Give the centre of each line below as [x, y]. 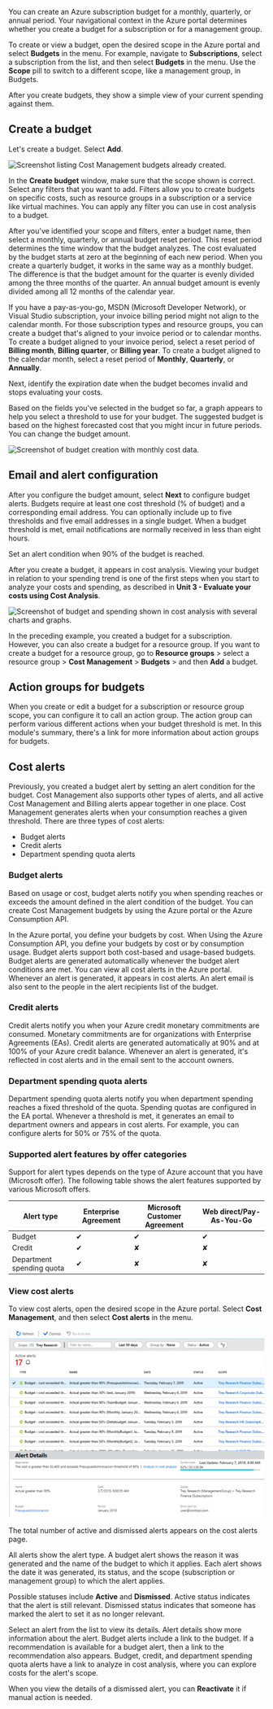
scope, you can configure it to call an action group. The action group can [130, 715]
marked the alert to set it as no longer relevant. [87, 1614]
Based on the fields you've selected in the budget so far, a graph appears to [136, 408]
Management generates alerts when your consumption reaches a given [128, 812]
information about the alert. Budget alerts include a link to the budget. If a [131, 1638]
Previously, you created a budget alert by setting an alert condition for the [132, 787]
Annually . [25, 367]
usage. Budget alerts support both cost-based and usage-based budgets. [132, 952]
